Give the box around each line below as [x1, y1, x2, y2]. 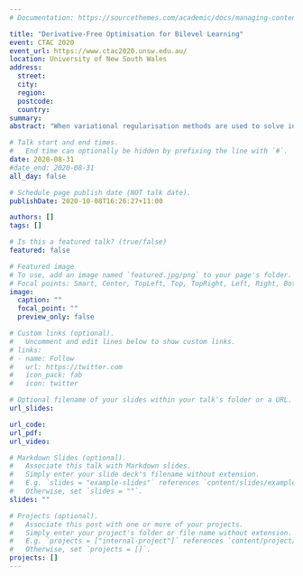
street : [17, 71, 47, 81]
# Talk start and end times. [9, 138, 119, 147]
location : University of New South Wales [9, 55, 168, 64]
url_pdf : [9, 428, 42, 438]
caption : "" [17, 295, 63, 305]
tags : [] [9, 221, 42, 230]
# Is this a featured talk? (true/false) [9, 237, 168, 246]
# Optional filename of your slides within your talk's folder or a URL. [9, 395, 293, 404]
